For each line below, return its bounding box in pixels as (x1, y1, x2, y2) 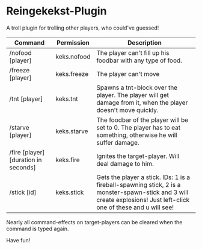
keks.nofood (55, 52, 91, 61)
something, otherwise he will (96, 131, 177, 139)
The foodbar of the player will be (96, 116, 189, 124)
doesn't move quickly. (96, 106, 159, 114)
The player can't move (96, 69, 160, 78)
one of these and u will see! (96, 203, 174, 212)
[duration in (9, 156, 42, 164)
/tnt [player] (9, 95, 43, 103)
